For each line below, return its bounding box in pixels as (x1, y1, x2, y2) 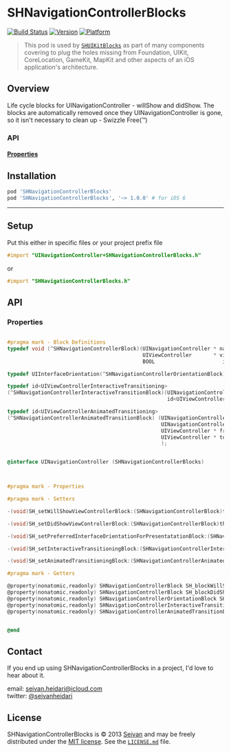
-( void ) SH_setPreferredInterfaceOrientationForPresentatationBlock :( (7, 532, 211, 540)
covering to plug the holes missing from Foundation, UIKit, (23, 48, 189, 56)
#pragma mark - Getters (7, 570, 76, 577)
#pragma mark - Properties (7, 483, 85, 490)
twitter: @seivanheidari (7, 692, 73, 700)
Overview (7, 83, 50, 94)
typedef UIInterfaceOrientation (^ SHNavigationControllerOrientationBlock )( (7, 370, 229, 377)
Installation (7, 170, 56, 182)
